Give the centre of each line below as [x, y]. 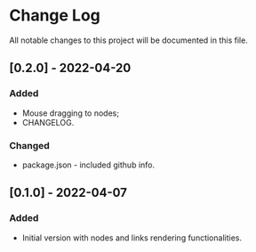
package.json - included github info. [88, 165]
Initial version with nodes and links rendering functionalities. [132, 238]
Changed [30, 145]
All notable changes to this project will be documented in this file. [129, 40]
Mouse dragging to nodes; [71, 113]
